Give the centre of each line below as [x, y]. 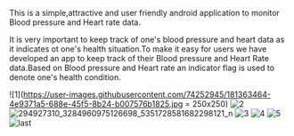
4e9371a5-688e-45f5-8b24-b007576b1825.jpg [96, 104]
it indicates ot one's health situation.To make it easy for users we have [138, 49]
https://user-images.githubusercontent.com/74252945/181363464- [147, 94]
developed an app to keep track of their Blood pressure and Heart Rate [139, 58]
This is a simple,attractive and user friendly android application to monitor [145, 13]
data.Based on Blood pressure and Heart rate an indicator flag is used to [142, 68]
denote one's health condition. [65, 77]
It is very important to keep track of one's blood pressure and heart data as [147, 40]
